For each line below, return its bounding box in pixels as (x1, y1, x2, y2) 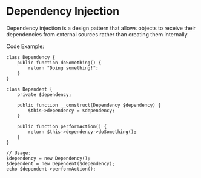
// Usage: (6, 150, 31, 156)
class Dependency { (6, 54, 56, 60)
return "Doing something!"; (28, 65, 99, 71)
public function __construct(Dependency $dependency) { (17, 102, 162, 108)
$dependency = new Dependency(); (6, 155, 91, 162)
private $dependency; (17, 91, 71, 98)
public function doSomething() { (17, 60, 102, 66)
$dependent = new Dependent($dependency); (6, 160, 115, 166)
